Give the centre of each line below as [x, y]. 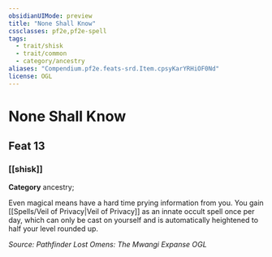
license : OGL [30, 76]
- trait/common [41, 54]
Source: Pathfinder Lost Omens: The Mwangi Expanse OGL [108, 244]
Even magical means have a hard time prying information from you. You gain [136, 203]
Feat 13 [27, 146]
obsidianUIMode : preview [50, 16]
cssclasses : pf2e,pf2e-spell [58, 31]
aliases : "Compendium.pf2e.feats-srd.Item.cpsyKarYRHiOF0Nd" [114, 69]
